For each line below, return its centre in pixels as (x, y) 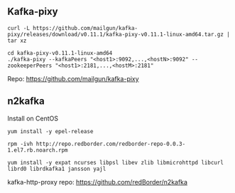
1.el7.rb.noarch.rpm (38, 150)
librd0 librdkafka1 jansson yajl (57, 169)
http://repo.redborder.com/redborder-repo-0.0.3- (111, 144)
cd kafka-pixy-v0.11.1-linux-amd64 (60, 53)
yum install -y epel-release (50, 131)
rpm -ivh (20, 144)
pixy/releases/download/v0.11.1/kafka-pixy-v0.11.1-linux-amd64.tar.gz (115, 34)
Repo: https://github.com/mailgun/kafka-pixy (73, 78)
